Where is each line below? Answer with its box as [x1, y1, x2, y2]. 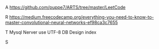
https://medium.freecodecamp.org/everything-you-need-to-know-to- [9, 14, 154, 20]
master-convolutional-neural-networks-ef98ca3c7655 [5, 20, 118, 25]
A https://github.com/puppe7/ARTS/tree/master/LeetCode [5, 5, 126, 10]
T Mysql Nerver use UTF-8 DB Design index [5, 29, 97, 35]
